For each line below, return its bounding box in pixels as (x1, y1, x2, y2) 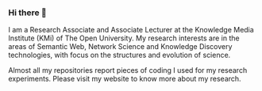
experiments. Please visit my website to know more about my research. (8, 74, 241, 84)
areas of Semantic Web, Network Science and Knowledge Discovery (8, 42, 233, 51)
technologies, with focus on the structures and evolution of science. (8, 51, 231, 60)
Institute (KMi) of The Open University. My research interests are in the (8, 33, 240, 43)
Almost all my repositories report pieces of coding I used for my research (8, 66, 248, 75)
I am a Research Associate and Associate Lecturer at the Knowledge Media (8, 25, 254, 35)
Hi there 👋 (8, 7, 48, 18)
